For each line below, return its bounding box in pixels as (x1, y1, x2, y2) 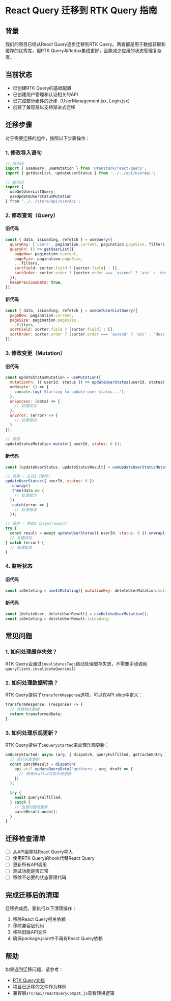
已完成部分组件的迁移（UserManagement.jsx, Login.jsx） (12, 98, 133, 104)
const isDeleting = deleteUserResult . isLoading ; (5, 616, 110, 621)
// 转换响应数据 (10, 707, 40, 712)
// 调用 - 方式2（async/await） (5, 521, 70, 526)
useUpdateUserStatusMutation (10, 194, 72, 199)
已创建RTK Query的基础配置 (12, 85, 72, 91)
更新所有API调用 (12, 861, 47, 867)
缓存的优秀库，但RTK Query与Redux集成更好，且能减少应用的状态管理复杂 (5, 48, 162, 54)
